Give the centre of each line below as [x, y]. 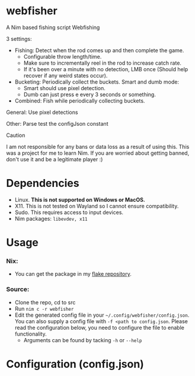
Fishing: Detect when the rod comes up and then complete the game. [99, 50]
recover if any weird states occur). [65, 75]
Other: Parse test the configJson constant [57, 123]
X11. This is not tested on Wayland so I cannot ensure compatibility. [97, 206]
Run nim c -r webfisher [44, 308]
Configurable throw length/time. [63, 56]
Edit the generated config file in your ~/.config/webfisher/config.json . [102, 315]
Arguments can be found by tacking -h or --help [83, 340]
